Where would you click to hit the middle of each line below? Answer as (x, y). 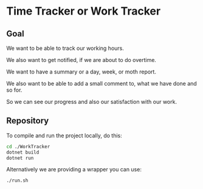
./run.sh (17, 180)
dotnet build (23, 152)
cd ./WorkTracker (28, 146)
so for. (14, 90)
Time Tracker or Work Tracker (84, 11)
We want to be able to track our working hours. (65, 48)
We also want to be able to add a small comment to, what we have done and (102, 84)
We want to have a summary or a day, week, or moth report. (81, 72)
